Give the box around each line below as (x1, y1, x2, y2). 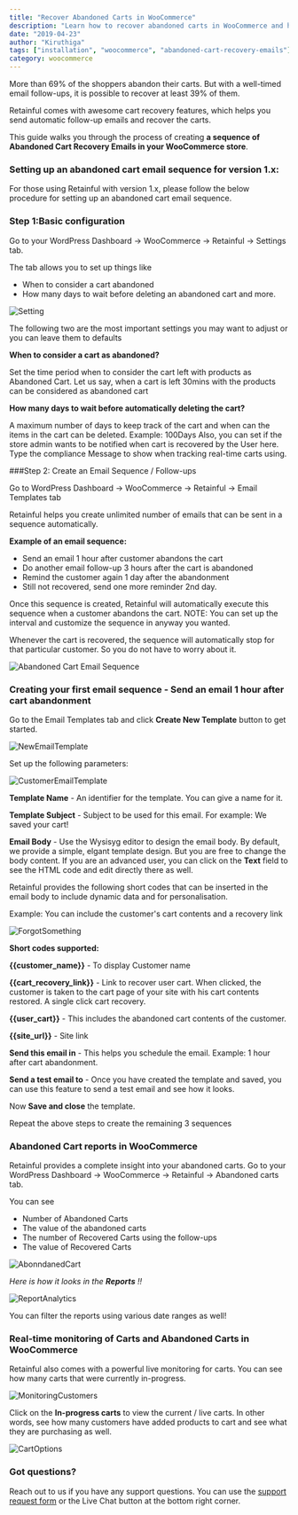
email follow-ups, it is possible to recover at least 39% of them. (9, 88, 240, 98)
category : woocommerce (9, 54, 93, 63)
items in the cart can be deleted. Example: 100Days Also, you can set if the (9, 429, 282, 440)
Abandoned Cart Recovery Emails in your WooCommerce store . (9, 141, 248, 152)
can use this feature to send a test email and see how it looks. (9, 1083, 235, 1094)
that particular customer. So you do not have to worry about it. (9, 644, 237, 655)
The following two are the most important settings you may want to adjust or (9, 323, 288, 334)
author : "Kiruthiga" (9, 37, 86, 47)
